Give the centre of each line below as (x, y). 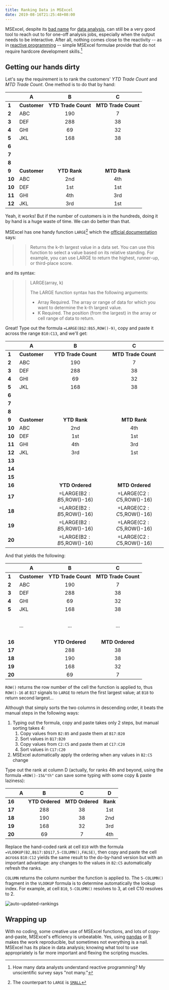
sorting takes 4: (29, 728)
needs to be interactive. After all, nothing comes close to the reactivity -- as (83, 40)
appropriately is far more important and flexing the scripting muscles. (77, 953)
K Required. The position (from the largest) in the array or (97, 313)
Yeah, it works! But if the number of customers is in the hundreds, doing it (82, 216)
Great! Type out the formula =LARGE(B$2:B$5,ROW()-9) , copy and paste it (79, 328)
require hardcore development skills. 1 (44, 51)
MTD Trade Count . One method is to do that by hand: (60, 84)
